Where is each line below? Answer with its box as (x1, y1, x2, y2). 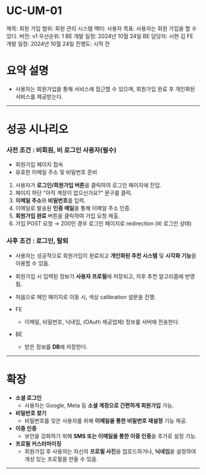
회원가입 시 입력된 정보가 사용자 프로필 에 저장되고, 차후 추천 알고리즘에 (15, 272, 184, 279)
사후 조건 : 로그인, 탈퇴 (6, 237, 69, 245)
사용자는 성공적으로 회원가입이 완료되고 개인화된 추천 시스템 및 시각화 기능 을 (15, 252, 197, 259)
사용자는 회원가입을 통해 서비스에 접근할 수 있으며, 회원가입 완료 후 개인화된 (15, 85, 196, 93)
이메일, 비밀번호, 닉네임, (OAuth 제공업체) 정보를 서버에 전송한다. (24, 318, 180, 325)
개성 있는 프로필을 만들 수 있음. (24, 455, 98, 463)
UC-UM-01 (6, 4, 63, 18)
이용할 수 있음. (15, 259, 50, 267)
